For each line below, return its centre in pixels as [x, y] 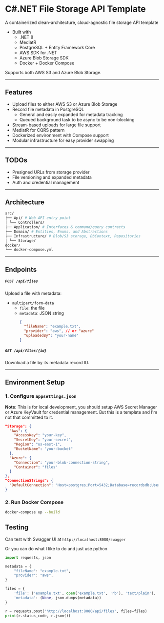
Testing [17, 527]
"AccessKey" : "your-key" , [40, 435]
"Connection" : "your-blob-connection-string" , [62, 462]
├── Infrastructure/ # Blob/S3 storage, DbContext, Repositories [73, 236]
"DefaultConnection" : [31, 485]
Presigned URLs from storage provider [51, 172]
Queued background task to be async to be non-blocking [77, 119]
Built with [21, 32]
